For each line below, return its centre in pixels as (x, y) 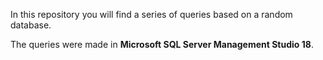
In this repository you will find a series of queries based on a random (151, 14)
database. (31, 25)
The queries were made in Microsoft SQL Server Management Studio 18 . (162, 44)
